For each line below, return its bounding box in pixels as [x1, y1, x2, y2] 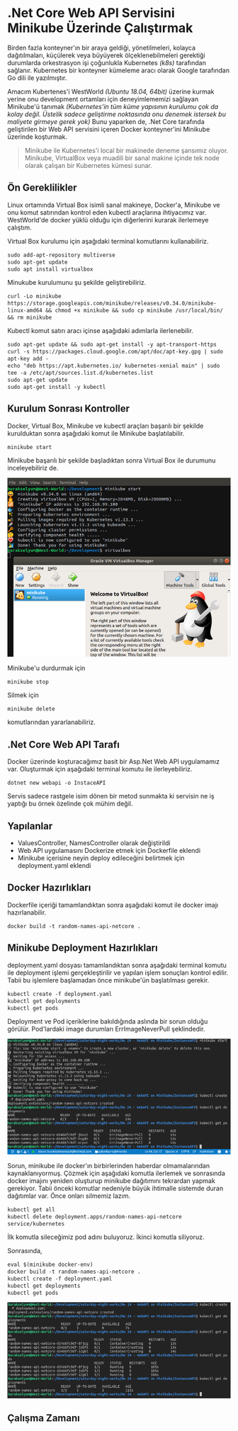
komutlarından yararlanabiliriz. [7, 718, 96, 727]
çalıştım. [7, 223, 32, 232]
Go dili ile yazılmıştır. [7, 73, 67, 82]
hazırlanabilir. [7, 908, 47, 917]
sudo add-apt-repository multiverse [7, 251, 115, 259]
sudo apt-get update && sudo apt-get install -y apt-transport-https [7, 341, 217, 348]
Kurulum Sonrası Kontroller [7, 402, 130, 415]
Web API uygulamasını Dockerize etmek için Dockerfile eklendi [17, 847, 200, 855]
